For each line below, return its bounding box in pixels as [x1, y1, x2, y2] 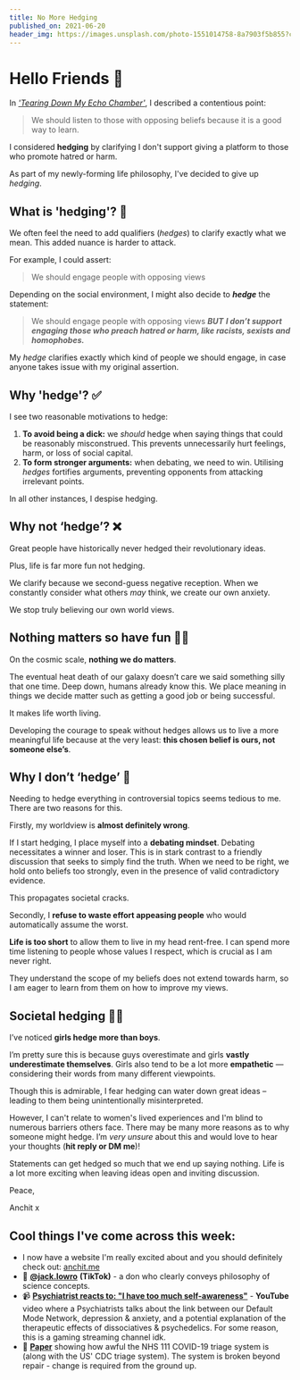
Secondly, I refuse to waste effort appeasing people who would [9, 910, 247, 921]
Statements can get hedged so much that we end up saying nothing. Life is [9, 1158, 285, 1169]
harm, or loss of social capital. [21, 447, 134, 458]
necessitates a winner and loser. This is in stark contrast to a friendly [9, 847, 262, 857]
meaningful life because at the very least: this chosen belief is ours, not [9, 734, 276, 745]
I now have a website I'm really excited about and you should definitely [21, 1252, 283, 1262]
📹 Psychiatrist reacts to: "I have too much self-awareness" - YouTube [21, 1291, 289, 1301]
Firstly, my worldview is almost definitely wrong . [9, 820, 190, 831]
